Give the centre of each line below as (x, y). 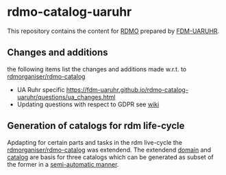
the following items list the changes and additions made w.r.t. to (97, 69)
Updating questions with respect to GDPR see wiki (88, 104)
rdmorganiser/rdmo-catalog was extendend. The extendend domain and (109, 150)
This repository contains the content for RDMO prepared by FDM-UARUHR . (113, 31)
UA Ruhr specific (41, 89)
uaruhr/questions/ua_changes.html (66, 97)
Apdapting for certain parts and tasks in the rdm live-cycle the (95, 142)
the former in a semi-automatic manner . (63, 164)
